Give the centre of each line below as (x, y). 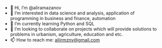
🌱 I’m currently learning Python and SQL (52, 23)
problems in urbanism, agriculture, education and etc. (66, 34)
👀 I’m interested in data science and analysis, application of (72, 13)
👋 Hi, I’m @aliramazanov (36, 8)
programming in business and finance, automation (63, 18)
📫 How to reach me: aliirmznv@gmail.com (55, 40)
